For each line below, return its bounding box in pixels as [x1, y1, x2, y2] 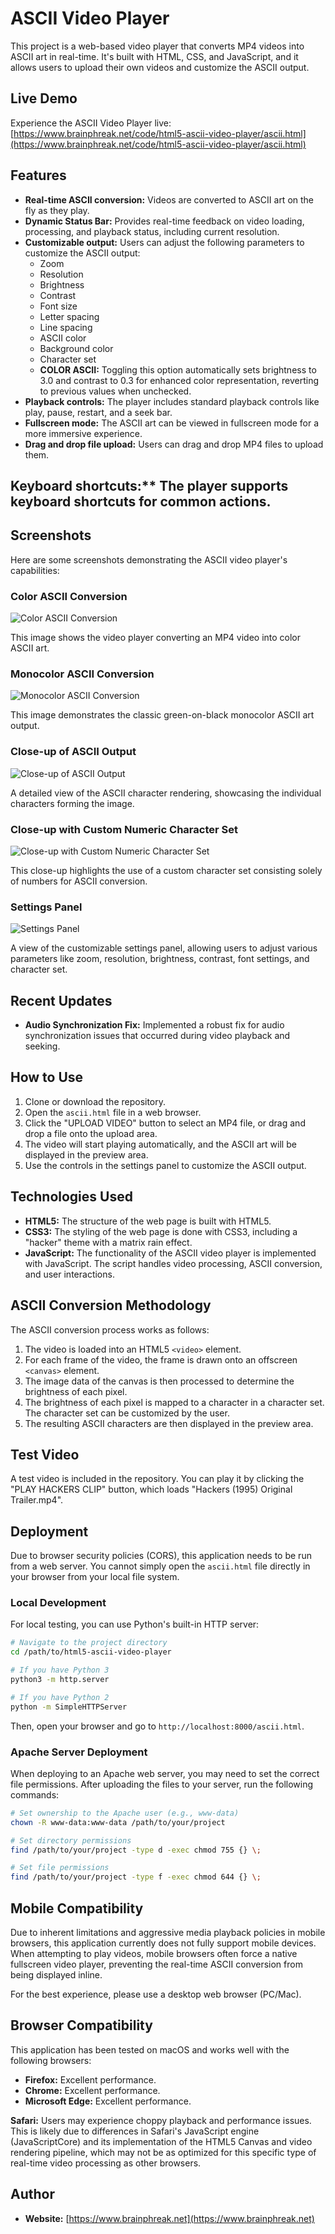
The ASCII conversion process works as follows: [10, 1323, 210, 1336]
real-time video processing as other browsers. [10, 2157, 202, 2169]
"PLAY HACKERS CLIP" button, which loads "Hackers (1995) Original [10, 1483, 293, 1496]
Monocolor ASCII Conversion [10, 667, 155, 681]
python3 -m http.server [10, 1675, 110, 1685]
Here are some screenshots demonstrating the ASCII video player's [10, 553, 288, 566]
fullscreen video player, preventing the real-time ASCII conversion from [10, 1958, 303, 1971]
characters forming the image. [10, 797, 135, 809]
